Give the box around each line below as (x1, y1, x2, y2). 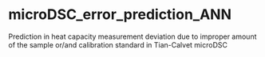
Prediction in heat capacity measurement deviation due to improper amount (8, 32, 257, 41)
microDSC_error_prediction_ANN (8, 6, 231, 24)
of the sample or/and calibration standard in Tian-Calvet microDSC (8, 40, 227, 49)
